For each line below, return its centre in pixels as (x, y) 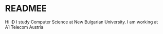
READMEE (26, 8)
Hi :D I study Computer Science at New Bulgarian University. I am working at (81, 22)
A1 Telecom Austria (24, 27)
